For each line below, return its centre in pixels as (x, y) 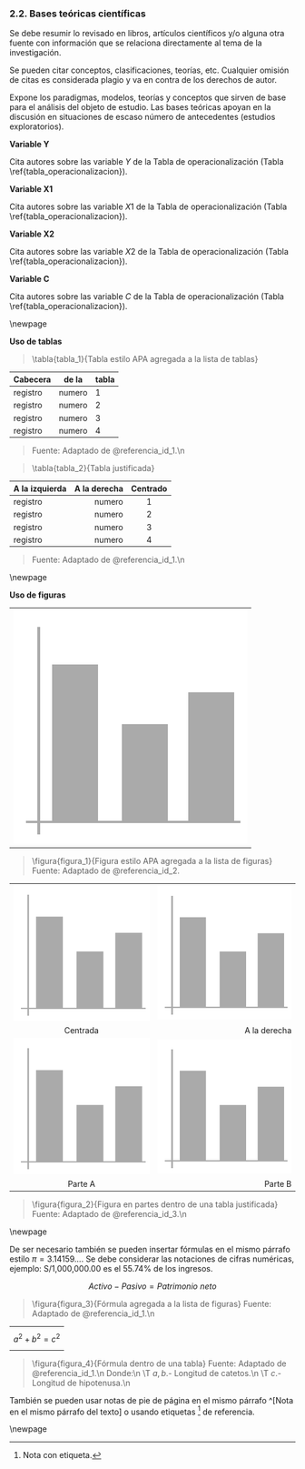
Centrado (149, 488)
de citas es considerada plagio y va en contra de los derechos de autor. (143, 80)
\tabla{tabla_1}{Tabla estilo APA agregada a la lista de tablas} (145, 359)
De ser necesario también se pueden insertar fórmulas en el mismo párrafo (150, 1249)
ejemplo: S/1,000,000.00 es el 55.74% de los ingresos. (111, 1268)
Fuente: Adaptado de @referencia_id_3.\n (109, 1213)
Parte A (81, 1184)
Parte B (278, 1184)
